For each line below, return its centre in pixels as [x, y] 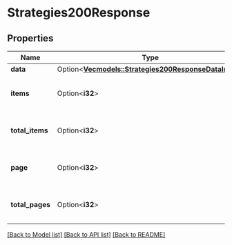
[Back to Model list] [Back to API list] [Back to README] [86, 235]
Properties [30, 38]
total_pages [30, 205]
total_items [29, 130]
